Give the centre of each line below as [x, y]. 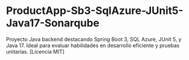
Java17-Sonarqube [53, 23]
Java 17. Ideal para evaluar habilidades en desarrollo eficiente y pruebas [93, 45]
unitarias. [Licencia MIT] [35, 51]
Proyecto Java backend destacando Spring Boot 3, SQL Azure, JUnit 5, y [94, 39]
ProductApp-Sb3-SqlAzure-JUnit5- [95, 11]
